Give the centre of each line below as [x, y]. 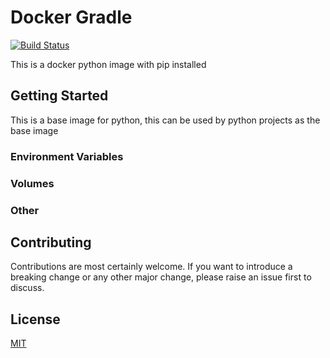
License [35, 319]
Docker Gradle [71, 17]
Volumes [32, 183]
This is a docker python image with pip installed [108, 64]
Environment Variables [67, 156]
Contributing [51, 242]
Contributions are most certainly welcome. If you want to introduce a [151, 267]
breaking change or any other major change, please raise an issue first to [161, 277]
